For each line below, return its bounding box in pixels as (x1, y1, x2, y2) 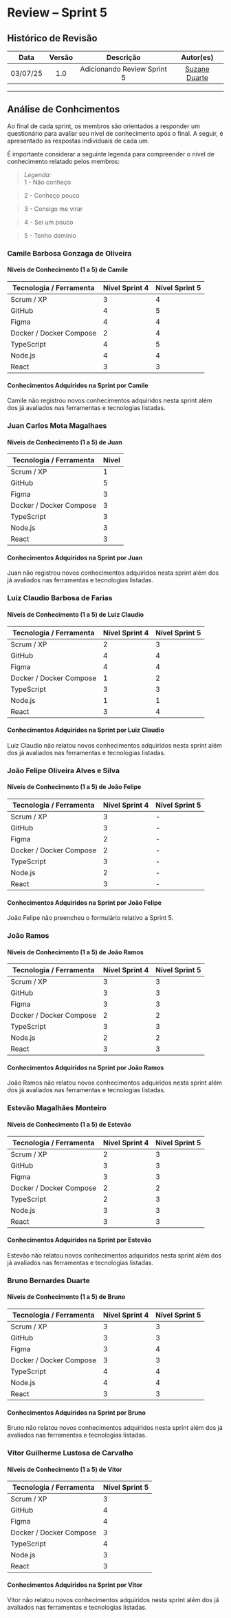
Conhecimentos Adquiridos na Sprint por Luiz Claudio (7, 726, 164, 735)
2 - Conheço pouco (23, 191, 80, 199)
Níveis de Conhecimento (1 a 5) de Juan (7, 438, 122, 446)
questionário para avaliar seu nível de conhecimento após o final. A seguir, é (7, 129, 223, 137)
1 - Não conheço (23, 178, 71, 186)
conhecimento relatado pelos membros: (7, 157, 120, 165)
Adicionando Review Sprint (80, 64, 167, 74)
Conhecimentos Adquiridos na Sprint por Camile (7, 381, 149, 389)
